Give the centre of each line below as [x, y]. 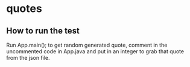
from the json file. [28, 58]
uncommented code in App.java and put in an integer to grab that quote [95, 51]
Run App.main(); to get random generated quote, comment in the [87, 45]
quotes [24, 9]
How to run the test [43, 31]
